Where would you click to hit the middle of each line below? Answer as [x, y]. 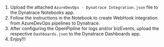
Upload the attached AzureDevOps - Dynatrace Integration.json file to [84, 7]
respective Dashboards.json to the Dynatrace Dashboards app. [75, 34]
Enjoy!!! [18, 39]
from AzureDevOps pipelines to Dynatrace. [55, 23]
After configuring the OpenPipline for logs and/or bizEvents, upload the [84, 28]
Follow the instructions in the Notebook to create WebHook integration [84, 18]
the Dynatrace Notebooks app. [42, 12]
